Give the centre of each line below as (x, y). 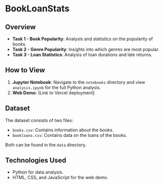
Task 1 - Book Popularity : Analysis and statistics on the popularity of (82, 39)
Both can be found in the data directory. (46, 145)
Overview (21, 27)
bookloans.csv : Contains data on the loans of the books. (70, 135)
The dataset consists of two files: (39, 120)
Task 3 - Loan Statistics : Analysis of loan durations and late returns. (82, 55)
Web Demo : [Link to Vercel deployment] (53, 93)
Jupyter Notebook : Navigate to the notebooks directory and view (79, 82)
